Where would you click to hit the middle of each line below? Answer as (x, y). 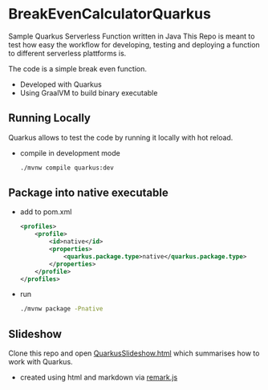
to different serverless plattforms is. (67, 53)
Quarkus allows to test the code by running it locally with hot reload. (121, 137)
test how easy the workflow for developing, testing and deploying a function (134, 44)
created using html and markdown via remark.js (99, 377)
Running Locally (49, 118)
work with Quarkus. (41, 362)
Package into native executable (88, 193)
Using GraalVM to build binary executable (89, 92)
